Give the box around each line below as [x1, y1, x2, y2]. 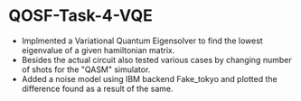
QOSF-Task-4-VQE [8, 5, 153, 26]
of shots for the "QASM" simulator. [21, 64, 151, 75]
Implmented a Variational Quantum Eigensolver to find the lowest [21, 35, 263, 46]
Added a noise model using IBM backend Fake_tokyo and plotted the [21, 73, 277, 84]
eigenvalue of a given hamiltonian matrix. [21, 44, 175, 55]
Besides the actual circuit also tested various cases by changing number [21, 54, 292, 65]
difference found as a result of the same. [21, 83, 174, 94]
